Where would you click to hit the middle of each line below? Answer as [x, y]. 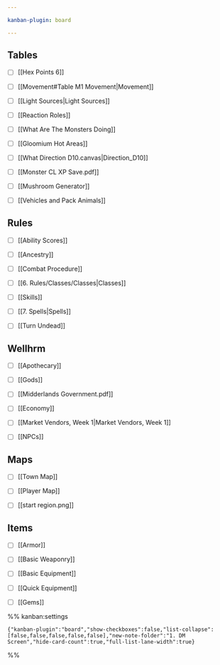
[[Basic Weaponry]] [46, 559]
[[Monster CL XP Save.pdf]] [58, 172]
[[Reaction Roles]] [44, 115]
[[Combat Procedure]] [50, 269]
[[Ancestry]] [35, 254]
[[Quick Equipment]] [47, 588]
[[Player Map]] [39, 491]
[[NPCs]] [31, 437]
